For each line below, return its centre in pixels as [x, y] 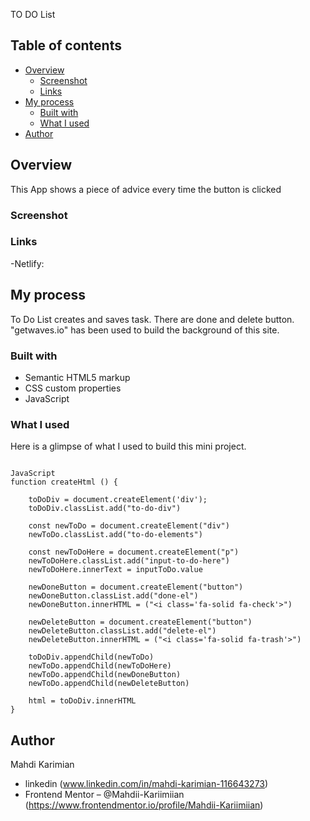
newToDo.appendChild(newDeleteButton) [109, 684]
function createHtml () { [64, 482]
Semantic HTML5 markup [77, 377]
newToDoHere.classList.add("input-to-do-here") [129, 561]
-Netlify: [27, 263]
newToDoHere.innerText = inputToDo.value [115, 570]
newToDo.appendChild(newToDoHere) [100, 666]
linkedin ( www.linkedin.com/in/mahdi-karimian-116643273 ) [146, 784]
